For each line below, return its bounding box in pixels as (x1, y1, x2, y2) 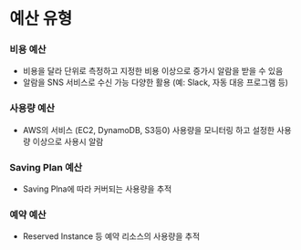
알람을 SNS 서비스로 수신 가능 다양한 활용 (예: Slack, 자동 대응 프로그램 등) (22, 77, 289, 88)
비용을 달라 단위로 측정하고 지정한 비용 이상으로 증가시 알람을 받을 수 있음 (22, 66, 284, 77)
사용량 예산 (9, 102, 56, 115)
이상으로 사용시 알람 (32, 136, 104, 147)
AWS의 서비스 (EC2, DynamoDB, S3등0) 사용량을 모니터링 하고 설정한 (22, 124, 275, 135)
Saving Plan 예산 (9, 161, 83, 173)
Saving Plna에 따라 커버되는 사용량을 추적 (22, 183, 172, 194)
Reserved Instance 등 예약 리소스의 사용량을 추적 (22, 231, 201, 242)
